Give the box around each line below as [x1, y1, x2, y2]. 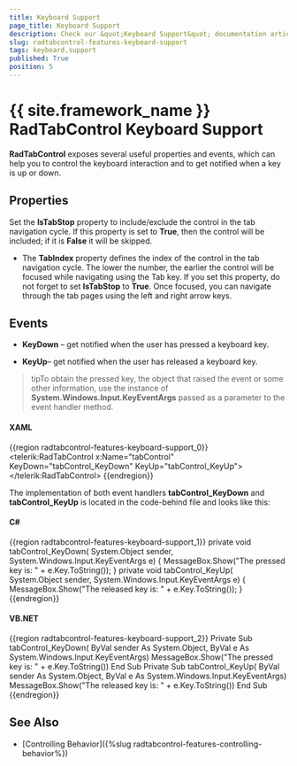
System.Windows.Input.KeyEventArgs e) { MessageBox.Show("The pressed [9, 555, 286, 566]
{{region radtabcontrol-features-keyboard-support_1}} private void [9, 537, 252, 547]
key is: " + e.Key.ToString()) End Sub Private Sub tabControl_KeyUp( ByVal [9, 662, 280, 672]
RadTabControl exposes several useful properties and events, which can [9, 148, 276, 159]
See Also [9, 715, 59, 731]
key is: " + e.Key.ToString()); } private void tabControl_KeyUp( [9, 564, 233, 576]
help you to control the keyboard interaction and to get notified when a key [9, 158, 281, 168]
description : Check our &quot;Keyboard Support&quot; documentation [9, 29, 267, 38]
